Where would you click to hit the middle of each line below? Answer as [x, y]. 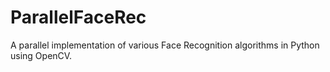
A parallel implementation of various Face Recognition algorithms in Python [165, 45]
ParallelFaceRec [78, 17]
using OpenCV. [41, 55]
